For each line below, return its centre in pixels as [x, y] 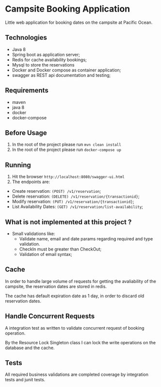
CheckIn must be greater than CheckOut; [60, 249]
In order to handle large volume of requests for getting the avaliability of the [80, 281]
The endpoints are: [31, 182]
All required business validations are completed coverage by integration [77, 374]
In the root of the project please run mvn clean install [66, 145]
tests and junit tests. [25, 380]
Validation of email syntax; [46, 254]
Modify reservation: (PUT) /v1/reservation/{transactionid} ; [73, 202]
